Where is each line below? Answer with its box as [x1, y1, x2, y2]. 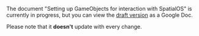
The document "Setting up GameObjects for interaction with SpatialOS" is [6, 5, 192, 12]
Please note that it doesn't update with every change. [6, 23, 142, 30]
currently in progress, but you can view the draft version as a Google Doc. [6, 11, 193, 19]
